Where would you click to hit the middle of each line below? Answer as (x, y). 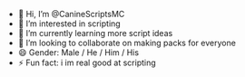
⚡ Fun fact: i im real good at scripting (87, 63)
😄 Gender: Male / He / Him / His (78, 53)
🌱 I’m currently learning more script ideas (95, 33)
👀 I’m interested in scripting (69, 24)
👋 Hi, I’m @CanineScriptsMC (71, 14)
